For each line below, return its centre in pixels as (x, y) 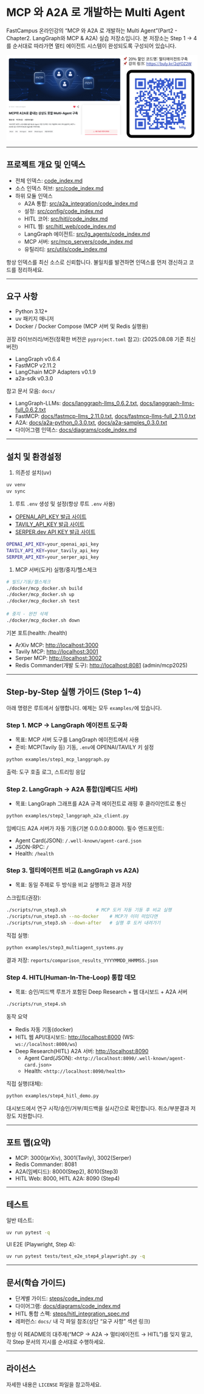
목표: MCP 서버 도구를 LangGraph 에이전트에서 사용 (77, 739)
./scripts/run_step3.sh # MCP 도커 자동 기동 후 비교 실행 (89, 910)
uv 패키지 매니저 (35, 319)
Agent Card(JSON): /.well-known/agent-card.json (78, 840)
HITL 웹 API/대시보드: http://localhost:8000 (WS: (75, 1037)
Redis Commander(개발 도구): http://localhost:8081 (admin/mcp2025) (101, 665)
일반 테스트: (20, 1220)
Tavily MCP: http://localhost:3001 (56, 651)
